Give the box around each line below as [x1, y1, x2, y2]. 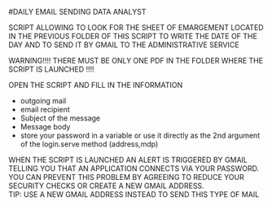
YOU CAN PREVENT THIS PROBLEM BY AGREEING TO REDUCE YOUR [8, 173, 244, 182]
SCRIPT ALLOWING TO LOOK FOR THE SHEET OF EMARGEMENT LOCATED [8, 23, 264, 32]
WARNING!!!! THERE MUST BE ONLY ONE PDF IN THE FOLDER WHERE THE [8, 56, 263, 65]
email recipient [20, 105, 71, 114]
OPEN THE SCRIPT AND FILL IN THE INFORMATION [8, 81, 183, 90]
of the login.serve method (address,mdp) [20, 139, 159, 149]
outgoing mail [20, 96, 67, 105]
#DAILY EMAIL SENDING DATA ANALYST [8, 7, 147, 16]
